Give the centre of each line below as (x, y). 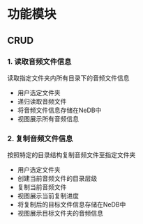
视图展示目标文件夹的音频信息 (60, 214)
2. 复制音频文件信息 (40, 138)
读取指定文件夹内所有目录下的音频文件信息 (68, 78)
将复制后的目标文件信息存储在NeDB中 (71, 205)
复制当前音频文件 (42, 187)
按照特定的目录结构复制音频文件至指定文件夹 (71, 155)
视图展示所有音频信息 (48, 118)
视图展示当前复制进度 (48, 196)
